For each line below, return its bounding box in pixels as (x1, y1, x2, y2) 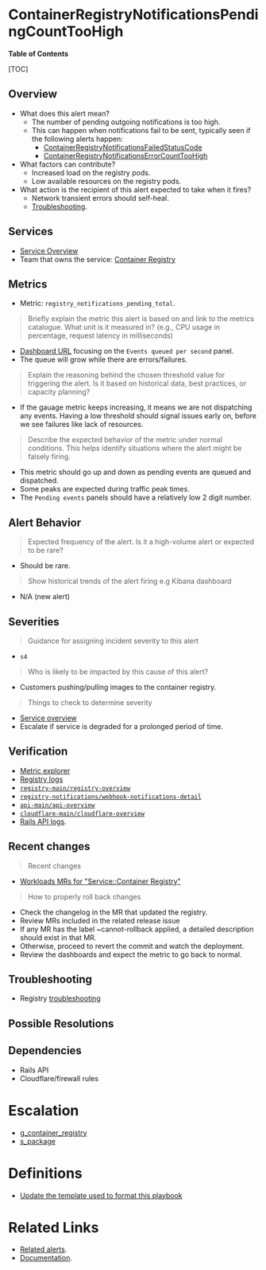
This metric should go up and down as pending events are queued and (19, 468, 252, 477)
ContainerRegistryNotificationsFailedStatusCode (43, 142, 202, 152)
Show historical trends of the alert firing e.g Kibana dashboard (27, 576, 232, 586)
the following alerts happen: (31, 134, 123, 143)
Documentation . (19, 1253, 73, 1263)
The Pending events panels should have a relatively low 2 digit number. (19, 492, 253, 503)
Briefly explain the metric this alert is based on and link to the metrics (27, 314, 255, 323)
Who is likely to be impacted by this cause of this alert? (27, 667, 209, 676)
